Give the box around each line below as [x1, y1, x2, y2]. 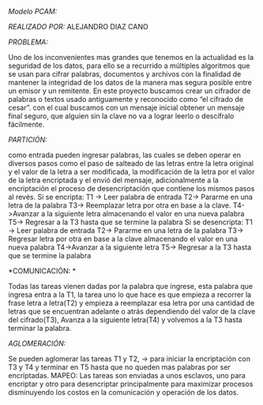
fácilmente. [8, 120, 45, 129]
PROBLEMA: [8, 37, 49, 47]
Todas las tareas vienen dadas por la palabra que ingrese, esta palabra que [8, 282, 254, 291]
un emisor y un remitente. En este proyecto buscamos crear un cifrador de [8, 86, 251, 96]
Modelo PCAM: [8, 7, 58, 16]
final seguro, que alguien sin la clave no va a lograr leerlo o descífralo [8, 111, 235, 121]
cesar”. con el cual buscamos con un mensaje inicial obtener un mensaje [8, 103, 245, 112]
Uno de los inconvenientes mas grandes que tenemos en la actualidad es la [8, 53, 254, 62]
